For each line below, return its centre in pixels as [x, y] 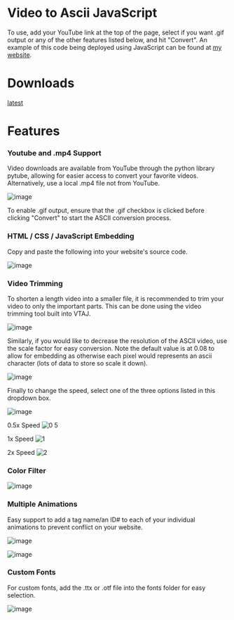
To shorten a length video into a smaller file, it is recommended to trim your [116, 298]
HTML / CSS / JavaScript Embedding [71, 236]
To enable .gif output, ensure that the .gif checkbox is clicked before [106, 211]
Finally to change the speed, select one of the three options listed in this [111, 390]
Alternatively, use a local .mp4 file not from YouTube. [83, 183]
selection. [21, 595]
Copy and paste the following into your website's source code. [97, 252]
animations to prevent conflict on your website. [75, 527]
